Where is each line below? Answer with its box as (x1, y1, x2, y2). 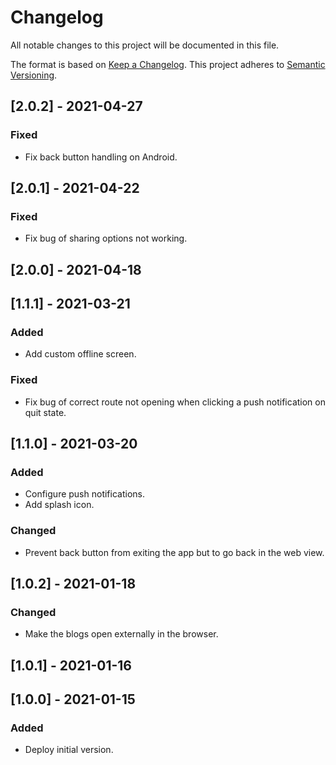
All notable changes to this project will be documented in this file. (10, 39, 280, 51)
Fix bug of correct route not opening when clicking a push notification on (24, 396, 326, 408)
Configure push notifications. (24, 488, 145, 500)
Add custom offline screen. (24, 348, 137, 360)
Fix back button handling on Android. (24, 151, 178, 163)
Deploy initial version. (24, 744, 114, 756)
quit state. (24, 406, 67, 418)
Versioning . (10, 69, 58, 81)
